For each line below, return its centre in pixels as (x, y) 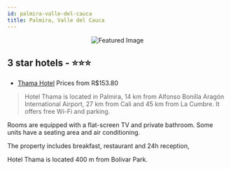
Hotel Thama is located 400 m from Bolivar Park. (78, 160)
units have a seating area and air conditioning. (74, 133)
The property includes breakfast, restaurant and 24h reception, (99, 146)
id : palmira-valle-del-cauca (50, 14)
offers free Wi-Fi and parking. (67, 112)
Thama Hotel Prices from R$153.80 (68, 83)
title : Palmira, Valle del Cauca (56, 20)
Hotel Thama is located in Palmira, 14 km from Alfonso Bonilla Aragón (124, 97)
